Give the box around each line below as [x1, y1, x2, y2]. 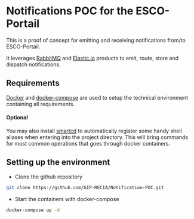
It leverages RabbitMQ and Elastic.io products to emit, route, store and [6, 54, 179, 61]
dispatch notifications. [6, 61, 61, 68]
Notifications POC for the [6, 4, 134, 18]
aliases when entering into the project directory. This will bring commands [6, 133, 189, 141]
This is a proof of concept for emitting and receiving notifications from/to [6, 36, 186, 44]
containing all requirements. [6, 100, 75, 107]
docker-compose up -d [6, 207, 60, 213]
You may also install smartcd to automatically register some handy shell [6, 127, 182, 134]
